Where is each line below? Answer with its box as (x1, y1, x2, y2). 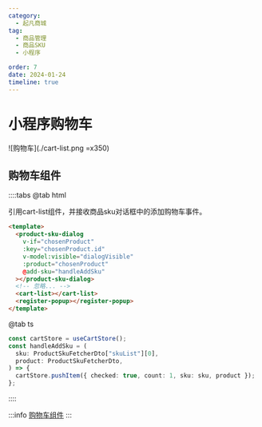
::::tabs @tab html (8, 190, 66, 200)
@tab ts (8, 319, 34, 329)
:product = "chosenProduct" (22, 260, 109, 268)
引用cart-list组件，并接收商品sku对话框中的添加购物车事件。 (8, 207, 207, 217)
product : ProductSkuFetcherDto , (15, 357, 124, 365)
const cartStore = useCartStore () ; (8, 334, 127, 342)
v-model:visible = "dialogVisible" (22, 253, 134, 261)
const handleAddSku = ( (8, 341, 88, 350)
